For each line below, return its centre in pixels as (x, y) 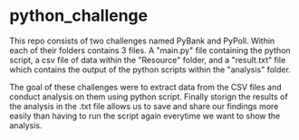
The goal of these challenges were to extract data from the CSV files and (146, 87)
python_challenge (78, 16)
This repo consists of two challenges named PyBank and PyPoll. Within (142, 41)
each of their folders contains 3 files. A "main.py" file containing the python (150, 50)
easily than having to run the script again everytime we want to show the (145, 116)
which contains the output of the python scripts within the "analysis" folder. (150, 70)
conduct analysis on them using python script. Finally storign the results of (149, 97)
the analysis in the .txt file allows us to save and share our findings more (144, 106)
